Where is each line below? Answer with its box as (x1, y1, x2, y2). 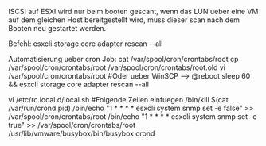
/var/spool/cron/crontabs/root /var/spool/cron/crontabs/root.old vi (8, 63, 225, 72)
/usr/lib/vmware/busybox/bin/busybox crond (8, 129, 155, 138)
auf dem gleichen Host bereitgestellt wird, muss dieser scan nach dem (8, 15, 241, 25)
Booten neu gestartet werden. (8, 24, 107, 33)
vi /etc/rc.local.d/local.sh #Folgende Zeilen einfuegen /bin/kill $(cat (8, 95, 229, 104)
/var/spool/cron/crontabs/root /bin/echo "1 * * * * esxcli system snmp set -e (8, 112, 257, 121)
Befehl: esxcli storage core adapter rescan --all (8, 39, 163, 48)
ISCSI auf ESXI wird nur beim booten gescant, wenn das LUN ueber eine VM (8, 7, 259, 16)
